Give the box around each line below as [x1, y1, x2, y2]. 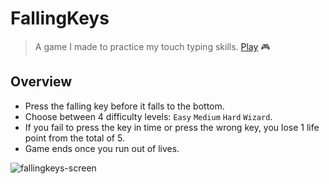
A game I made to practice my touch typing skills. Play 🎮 [34, 40, 271, 52]
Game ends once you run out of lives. [24, 142, 180, 154]
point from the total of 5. [24, 132, 125, 144]
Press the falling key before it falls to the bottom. [24, 100, 225, 112]
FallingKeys [10, 7, 110, 30]
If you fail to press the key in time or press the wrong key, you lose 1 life [24, 121, 320, 133]
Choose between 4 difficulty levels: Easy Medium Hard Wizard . [24, 110, 273, 122]
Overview [10, 73, 73, 91]
